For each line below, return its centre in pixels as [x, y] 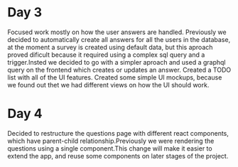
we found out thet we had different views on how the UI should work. [108, 85]
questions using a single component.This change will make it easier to [110, 148]
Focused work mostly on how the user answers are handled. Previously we [117, 32]
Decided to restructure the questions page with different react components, [118, 133]
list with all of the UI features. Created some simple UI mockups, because [115, 77]
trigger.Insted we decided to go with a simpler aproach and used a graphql [117, 62]
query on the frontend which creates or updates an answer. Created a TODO [119, 70]
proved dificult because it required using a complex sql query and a [106, 55]
